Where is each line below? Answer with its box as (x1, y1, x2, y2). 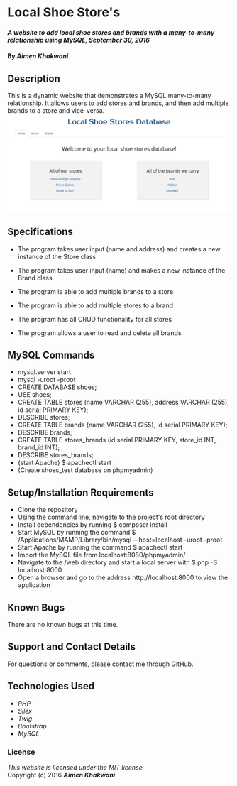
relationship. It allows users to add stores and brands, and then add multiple (7, 99, 229, 107)
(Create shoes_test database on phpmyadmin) (17, 466, 153, 474)
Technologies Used (7, 680, 94, 692)
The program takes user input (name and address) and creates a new (17, 244, 221, 253)
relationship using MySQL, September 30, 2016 (7, 36, 150, 44)
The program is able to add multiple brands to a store (17, 287, 174, 295)
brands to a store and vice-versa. (7, 107, 105, 115)
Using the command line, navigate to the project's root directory (17, 513, 205, 522)
